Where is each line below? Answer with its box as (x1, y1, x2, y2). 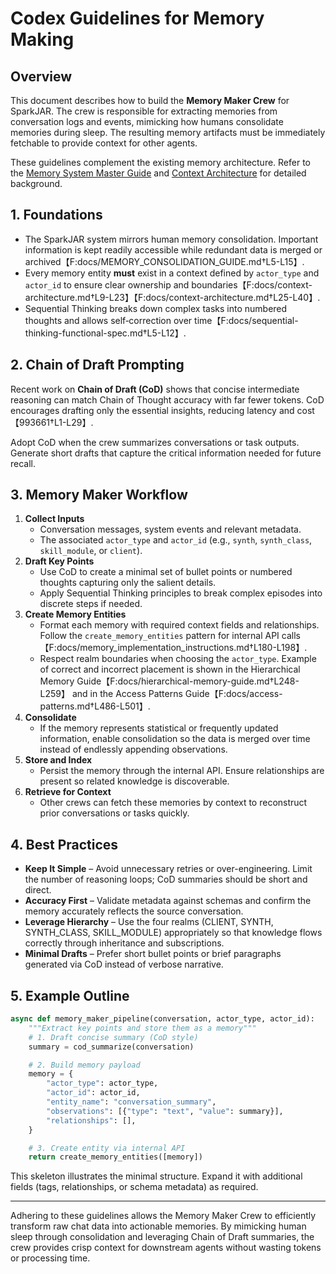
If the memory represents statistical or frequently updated (39, 722, 279, 734)
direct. (24, 884, 52, 896)
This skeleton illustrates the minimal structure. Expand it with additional (10, 1170, 303, 1182)
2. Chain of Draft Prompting (10, 357, 185, 374)
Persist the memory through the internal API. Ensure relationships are (39, 765, 325, 777)
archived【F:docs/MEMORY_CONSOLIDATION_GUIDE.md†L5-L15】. (24, 255, 305, 267)
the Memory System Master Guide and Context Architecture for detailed (10, 167, 307, 179)
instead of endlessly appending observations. (39, 743, 228, 756)
